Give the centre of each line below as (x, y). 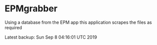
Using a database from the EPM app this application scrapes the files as (78, 22)
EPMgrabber (31, 9)
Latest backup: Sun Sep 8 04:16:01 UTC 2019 (51, 37)
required (13, 27)
